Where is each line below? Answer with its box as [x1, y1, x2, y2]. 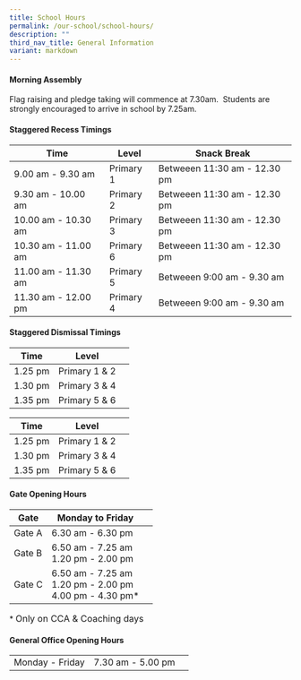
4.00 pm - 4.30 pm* [51, 589, 140, 601]
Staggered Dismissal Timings [9, 327, 121, 338]
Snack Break [195, 147, 251, 159]
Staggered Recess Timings [9, 124, 112, 134]
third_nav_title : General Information [9, 38, 154, 47]
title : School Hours [9, 13, 87, 22]
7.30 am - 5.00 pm [93, 656, 176, 668]
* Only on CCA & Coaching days [9, 612, 144, 624]
